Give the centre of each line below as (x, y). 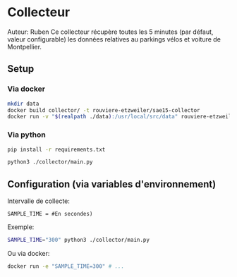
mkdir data (23, 104)
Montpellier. (25, 47)
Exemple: (21, 227)
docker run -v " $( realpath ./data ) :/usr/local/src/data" (93, 117)
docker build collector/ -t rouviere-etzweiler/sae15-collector (104, 110)
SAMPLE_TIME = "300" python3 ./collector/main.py (79, 240)
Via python (26, 135)
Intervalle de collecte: (39, 201)
